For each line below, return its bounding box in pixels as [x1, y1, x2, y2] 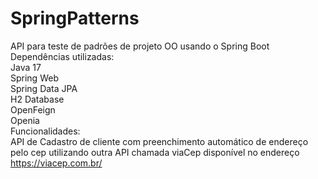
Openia [10, 114, 40, 126]
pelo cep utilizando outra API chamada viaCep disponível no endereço [10, 146, 300, 158]
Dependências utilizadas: [10, 50, 115, 62]
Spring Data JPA [10, 82, 78, 94]
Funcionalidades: [10, 125, 81, 137]
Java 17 [10, 61, 42, 73]
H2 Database [10, 93, 65, 105]
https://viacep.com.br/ [10, 157, 103, 169]
